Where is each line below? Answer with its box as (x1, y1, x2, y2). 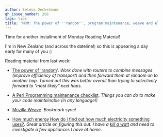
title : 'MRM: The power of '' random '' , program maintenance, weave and (5, 20, 153, 26)
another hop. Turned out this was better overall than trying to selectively (12, 78, 157, 84)
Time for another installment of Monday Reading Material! (5, 34, 120, 40)
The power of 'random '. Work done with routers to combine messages (12, 68, 153, 73)
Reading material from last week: (5, 58, 71, 64)
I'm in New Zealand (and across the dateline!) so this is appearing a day (5, 43, 148, 49)
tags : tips (5, 16, 27, 21)
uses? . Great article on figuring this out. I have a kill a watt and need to (12, 121, 154, 127)
